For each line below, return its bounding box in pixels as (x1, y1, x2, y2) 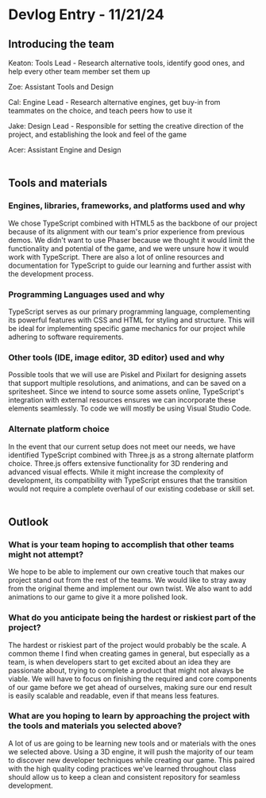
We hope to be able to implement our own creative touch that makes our (8, 567, 245, 576)
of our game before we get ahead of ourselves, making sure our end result (8, 682, 253, 692)
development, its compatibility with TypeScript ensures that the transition (8, 475, 248, 485)
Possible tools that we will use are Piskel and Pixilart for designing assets (8, 370, 247, 380)
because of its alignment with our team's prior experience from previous (8, 226, 245, 236)
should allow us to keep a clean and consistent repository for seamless (8, 772, 241, 781)
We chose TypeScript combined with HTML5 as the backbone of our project (8, 218, 258, 228)
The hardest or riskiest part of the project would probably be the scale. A (8, 640, 247, 650)
